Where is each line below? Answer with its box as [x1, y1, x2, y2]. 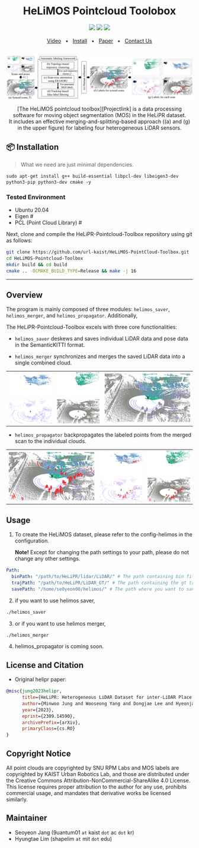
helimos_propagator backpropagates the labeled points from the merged [14, 431, 191, 438]
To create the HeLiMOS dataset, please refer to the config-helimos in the [14, 531, 192, 538]
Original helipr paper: [14, 676, 67, 683]
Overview [6, 290, 43, 300]
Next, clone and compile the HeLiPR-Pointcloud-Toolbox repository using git [6, 231, 192, 238]
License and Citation [6, 660, 84, 670]
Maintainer [6, 813, 47, 823]
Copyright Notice [6, 748, 71, 759]
